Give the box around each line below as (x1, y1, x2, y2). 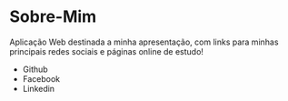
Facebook (22, 73, 61, 84)
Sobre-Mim (9, 6, 97, 27)
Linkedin (22, 83, 55, 94)
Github (22, 64, 48, 75)
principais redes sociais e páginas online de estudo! (9, 45, 204, 56)
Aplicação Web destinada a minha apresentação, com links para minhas (9, 36, 279, 47)
